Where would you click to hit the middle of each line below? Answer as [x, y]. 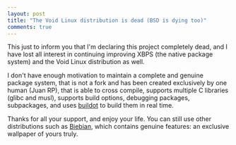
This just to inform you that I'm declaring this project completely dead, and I [118, 47]
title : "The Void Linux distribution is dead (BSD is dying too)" [107, 20]
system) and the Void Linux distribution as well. [76, 62]
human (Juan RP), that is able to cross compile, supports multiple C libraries [118, 90]
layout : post [26, 14]
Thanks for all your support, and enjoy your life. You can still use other [110, 119]
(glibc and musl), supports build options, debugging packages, [99, 98]
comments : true [30, 27]
